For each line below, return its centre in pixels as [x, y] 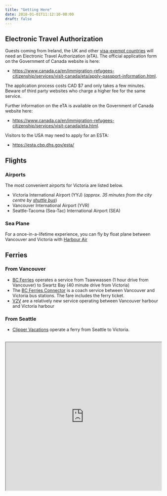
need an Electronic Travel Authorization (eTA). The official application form [81, 56]
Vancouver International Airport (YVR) [51, 205]
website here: [19, 111]
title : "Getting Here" [28, 10]
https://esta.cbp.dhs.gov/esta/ [43, 145]
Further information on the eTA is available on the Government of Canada [80, 106]
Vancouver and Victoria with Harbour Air [46, 240]
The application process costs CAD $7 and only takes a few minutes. [75, 86]
